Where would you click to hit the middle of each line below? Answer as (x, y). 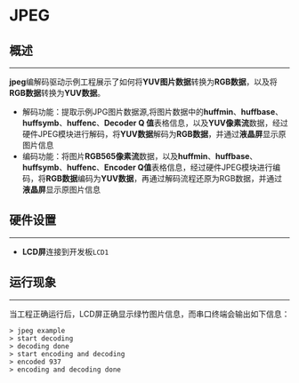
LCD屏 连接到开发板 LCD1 (65, 251)
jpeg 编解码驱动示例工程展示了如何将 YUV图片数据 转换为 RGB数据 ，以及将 (143, 82)
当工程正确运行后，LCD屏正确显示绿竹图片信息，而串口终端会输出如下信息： (149, 314)
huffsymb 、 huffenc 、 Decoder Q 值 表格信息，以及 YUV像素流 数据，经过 (155, 123)
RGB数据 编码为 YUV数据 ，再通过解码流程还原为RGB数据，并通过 (164, 178)
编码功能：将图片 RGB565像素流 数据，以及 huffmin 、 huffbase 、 (140, 156)
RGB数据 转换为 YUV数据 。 (57, 93)
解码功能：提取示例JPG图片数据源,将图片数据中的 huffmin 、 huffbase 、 (152, 112)
